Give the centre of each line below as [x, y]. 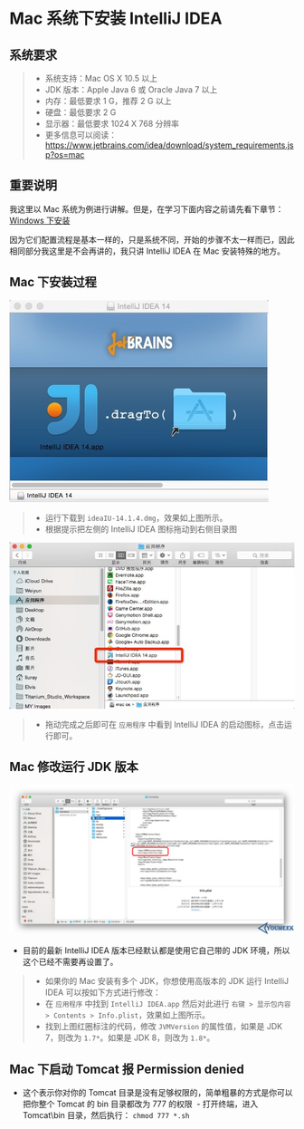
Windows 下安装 [40, 220]
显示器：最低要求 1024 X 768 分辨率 [112, 124]
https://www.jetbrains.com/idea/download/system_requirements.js [169, 145]
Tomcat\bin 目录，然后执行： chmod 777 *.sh [106, 1115]
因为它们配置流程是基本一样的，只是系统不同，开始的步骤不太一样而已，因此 [152, 239]
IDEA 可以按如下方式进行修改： [103, 992]
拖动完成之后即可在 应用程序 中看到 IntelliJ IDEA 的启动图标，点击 [165, 724]
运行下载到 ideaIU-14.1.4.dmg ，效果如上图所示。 [136, 517]
